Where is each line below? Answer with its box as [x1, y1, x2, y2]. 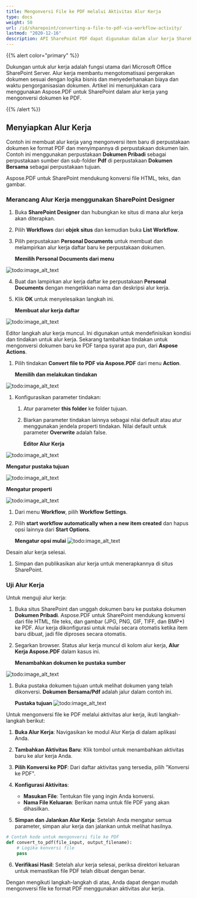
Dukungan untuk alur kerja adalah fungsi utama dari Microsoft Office [6, 63, 172, 70]
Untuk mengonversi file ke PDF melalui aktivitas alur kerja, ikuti [6, 711, 158, 718]
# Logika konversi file [16, 845, 75, 851]
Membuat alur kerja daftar [14, 307, 80, 314]
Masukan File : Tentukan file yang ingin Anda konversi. [23, 792, 155, 800]
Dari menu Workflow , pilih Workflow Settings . [14, 508, 128, 516]
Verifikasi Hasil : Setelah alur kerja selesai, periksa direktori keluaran [14, 861, 180, 868]
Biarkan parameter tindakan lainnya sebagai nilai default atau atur [23, 417, 182, 424]
